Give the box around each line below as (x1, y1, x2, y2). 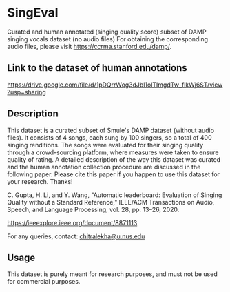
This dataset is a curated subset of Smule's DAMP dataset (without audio (7, 126, 215, 134)
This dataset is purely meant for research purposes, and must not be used (7, 270, 218, 278)
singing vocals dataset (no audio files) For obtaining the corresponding (7, 34, 209, 43)
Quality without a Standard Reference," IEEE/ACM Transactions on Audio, (7, 198, 215, 206)
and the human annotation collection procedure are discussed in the (7, 163, 201, 171)
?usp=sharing (7, 87, 46, 96)
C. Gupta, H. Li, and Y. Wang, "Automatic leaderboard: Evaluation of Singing (7, 191, 222, 199)
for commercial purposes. (7, 278, 81, 286)
